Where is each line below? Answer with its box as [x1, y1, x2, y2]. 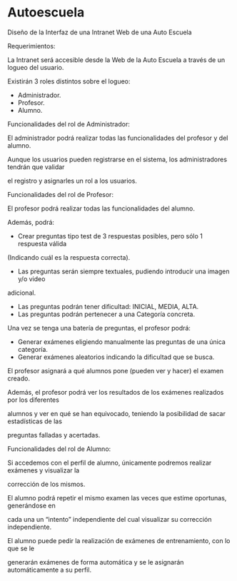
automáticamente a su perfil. [7, 565, 91, 574]
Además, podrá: [7, 218, 55, 226]
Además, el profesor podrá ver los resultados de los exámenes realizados [7, 388, 224, 396]
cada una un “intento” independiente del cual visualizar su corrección [7, 515, 212, 523]
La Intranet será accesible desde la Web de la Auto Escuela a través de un [7, 55, 226, 64]
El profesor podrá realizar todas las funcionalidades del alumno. [7, 204, 195, 213]
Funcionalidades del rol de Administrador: [7, 119, 130, 128]
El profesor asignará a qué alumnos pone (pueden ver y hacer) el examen [7, 366, 223, 375]
